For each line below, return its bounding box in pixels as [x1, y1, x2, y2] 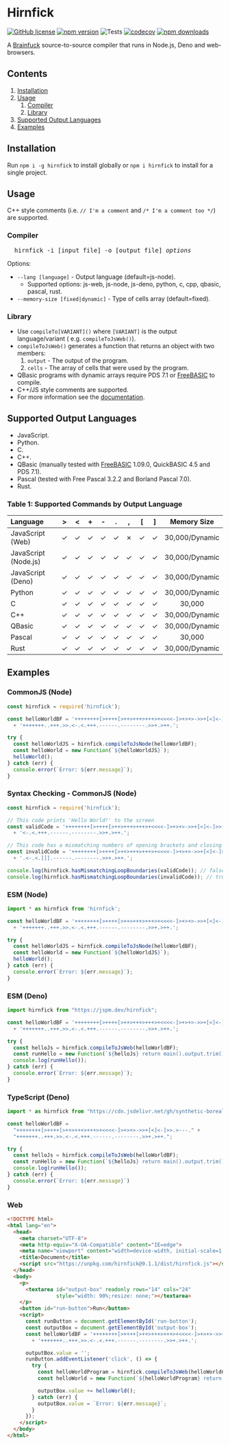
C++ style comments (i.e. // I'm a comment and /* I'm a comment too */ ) [7, 206, 216, 214]
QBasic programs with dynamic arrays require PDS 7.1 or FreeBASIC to [16, 371, 216, 379]
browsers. [7, 48, 36, 56]
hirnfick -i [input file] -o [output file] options [14, 246, 192, 254]
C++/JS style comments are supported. [16, 385, 129, 394]
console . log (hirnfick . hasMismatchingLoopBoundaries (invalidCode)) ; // [7, 874, 213, 880]
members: [16, 349, 46, 357]
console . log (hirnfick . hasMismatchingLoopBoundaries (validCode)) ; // [7, 867, 207, 874]
